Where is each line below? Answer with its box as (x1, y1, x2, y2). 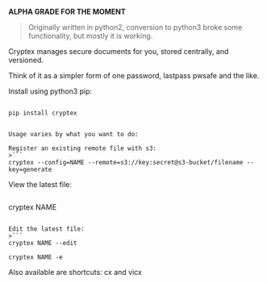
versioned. (8, 56, 44, 65)
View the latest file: (8, 180, 73, 189)
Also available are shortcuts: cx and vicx (8, 268, 143, 277)
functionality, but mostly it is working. (27, 31, 153, 40)
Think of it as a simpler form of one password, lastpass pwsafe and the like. (8, 71, 260, 80)
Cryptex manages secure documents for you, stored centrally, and (8, 47, 229, 56)
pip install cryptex (8, 109, 78, 117)
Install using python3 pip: (8, 86, 93, 96)
